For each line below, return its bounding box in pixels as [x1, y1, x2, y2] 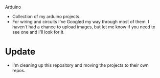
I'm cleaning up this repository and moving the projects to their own [12, 62, 149, 68]
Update [5, 46, 36, 58]
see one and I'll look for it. [12, 29, 65, 35]
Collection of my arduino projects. [12, 14, 81, 19]
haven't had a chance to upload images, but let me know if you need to [12, 24, 156, 30]
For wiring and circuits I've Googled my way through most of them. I [12, 19, 149, 24]
